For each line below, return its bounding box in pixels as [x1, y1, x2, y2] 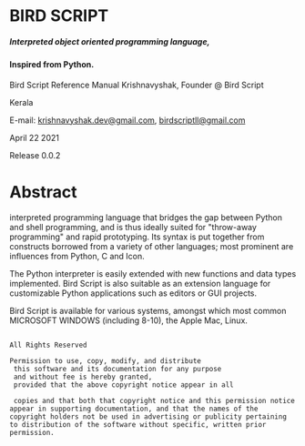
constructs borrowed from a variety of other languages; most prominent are [9, 240, 294, 251]
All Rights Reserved [9, 340, 88, 350]
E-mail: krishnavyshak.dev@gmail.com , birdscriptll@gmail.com [9, 115, 246, 126]
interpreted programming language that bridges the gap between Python [9, 211, 282, 223]
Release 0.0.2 [9, 149, 61, 160]
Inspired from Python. [9, 59, 95, 70]
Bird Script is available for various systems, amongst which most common [9, 305, 287, 316]
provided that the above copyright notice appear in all [13, 380, 234, 390]
